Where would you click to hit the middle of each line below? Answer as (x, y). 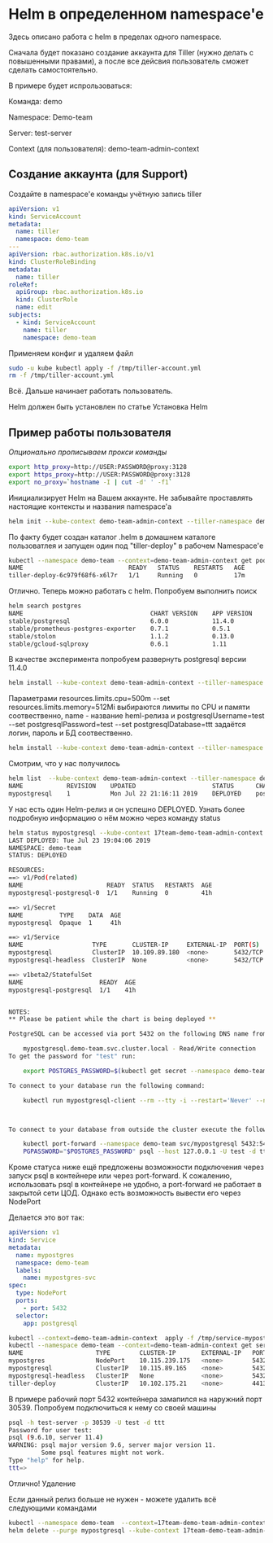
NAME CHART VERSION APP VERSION (130, 614)
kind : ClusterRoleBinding (52, 261)
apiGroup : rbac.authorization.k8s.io (80, 292)
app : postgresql (51, 1323)
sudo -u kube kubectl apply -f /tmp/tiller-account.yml (105, 368)
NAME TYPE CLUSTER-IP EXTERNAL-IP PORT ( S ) (134, 945)
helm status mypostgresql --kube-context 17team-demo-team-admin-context (136, 833)
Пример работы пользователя (90, 432)
